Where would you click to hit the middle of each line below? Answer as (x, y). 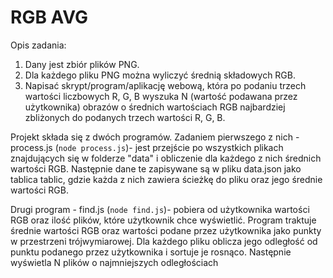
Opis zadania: (38, 45)
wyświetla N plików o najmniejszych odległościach (114, 262)
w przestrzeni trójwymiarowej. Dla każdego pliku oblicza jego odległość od (164, 241)
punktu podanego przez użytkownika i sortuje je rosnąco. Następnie (151, 252)
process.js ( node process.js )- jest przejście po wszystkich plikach (147, 147)
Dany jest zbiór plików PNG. (82, 64)
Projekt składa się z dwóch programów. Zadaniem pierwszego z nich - (155, 137)
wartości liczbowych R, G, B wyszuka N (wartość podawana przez (161, 96)
